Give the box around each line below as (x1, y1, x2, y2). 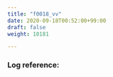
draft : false (7, 24, 46, 31)
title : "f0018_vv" (7, 10, 62, 18)
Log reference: (7, 60, 60, 70)
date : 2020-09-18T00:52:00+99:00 (7, 17, 107, 24)
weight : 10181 (7, 30, 50, 38)
